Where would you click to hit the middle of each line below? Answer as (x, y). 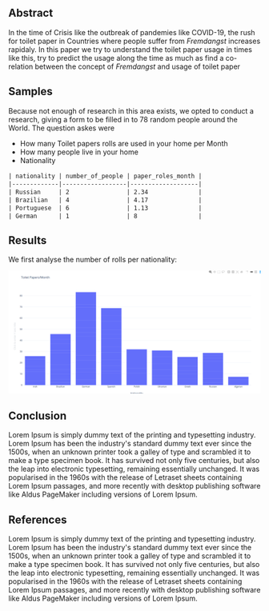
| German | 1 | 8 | (105, 216)
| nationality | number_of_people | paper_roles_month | (105, 176)
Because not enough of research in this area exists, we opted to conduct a (131, 110)
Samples (31, 92)
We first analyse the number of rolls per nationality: (93, 260)
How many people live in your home (79, 152)
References (38, 519)
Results (28, 240)
